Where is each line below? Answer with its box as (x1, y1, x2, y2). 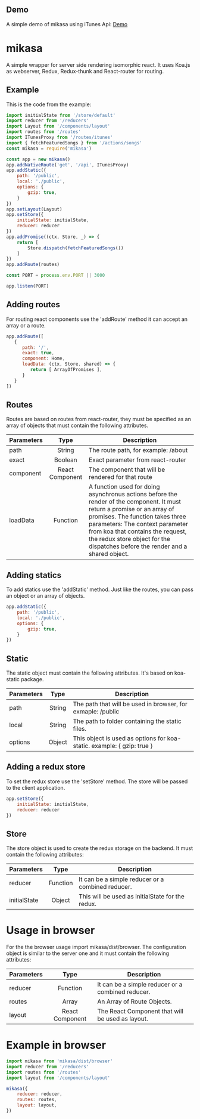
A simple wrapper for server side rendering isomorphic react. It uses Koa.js (6, 61, 190, 68)
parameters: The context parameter (88, 520, 189, 528)
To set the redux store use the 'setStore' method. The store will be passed (6, 778, 188, 785)
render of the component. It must (88, 497, 182, 506)
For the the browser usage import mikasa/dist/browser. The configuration (6, 944, 186, 951)
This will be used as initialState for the (79, 892, 185, 901)
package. (20, 676, 44, 683)
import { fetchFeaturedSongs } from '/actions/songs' (6, 140, 143, 146)
